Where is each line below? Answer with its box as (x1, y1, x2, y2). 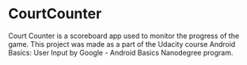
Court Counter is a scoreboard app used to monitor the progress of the (8, 31, 240, 40)
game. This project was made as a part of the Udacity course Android (8, 39, 236, 48)
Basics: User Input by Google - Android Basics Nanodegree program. (8, 48, 234, 57)
